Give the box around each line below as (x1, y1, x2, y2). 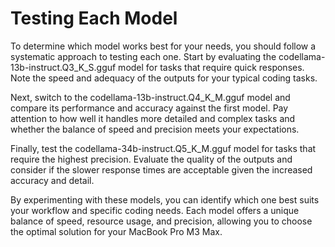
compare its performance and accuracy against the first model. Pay (10, 102, 289, 114)
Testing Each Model (10, 7, 178, 30)
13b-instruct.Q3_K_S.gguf (10, 61, 117, 73)
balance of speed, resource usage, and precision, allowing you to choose (10, 215, 313, 227)
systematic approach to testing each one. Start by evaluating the (10, 50, 277, 62)
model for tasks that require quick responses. (118, 61, 305, 73)
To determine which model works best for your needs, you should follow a (10, 40, 317, 52)
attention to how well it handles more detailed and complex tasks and (10, 112, 296, 124)
